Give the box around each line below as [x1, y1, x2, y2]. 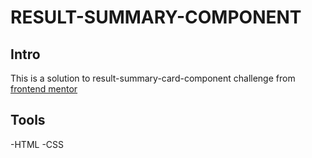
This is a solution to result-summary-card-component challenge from [10, 72, 296, 84]
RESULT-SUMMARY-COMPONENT [10, 6, 302, 29]
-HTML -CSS [10, 138, 65, 150]
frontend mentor [10, 83, 78, 95]
